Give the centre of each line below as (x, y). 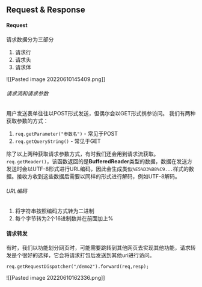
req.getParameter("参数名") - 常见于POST (66, 133)
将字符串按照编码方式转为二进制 (54, 211)
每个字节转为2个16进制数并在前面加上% (64, 218)
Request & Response (46, 10)
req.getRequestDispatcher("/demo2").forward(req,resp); (78, 267)
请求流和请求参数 (27, 94)
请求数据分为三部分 (30, 39)
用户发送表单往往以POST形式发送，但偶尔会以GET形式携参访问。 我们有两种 (101, 113)
